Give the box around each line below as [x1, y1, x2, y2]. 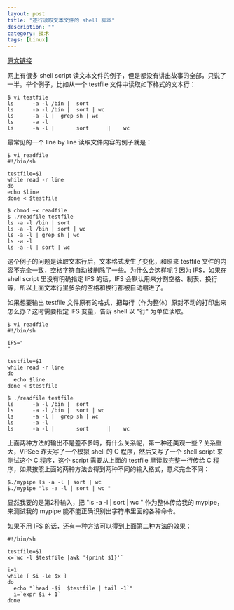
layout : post [7, 10, 46, 18]
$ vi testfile [7, 94, 49, 102]
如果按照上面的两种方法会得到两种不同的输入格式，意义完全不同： [19, 465, 210, 473]
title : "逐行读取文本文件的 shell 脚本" [7, 17, 116, 24]
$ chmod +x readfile [7, 208, 68, 215]
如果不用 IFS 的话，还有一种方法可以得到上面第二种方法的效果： [7, 522, 192, 530]
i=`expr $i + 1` [13, 591, 61, 598]
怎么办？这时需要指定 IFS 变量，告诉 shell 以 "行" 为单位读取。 [7, 307, 188, 316]
